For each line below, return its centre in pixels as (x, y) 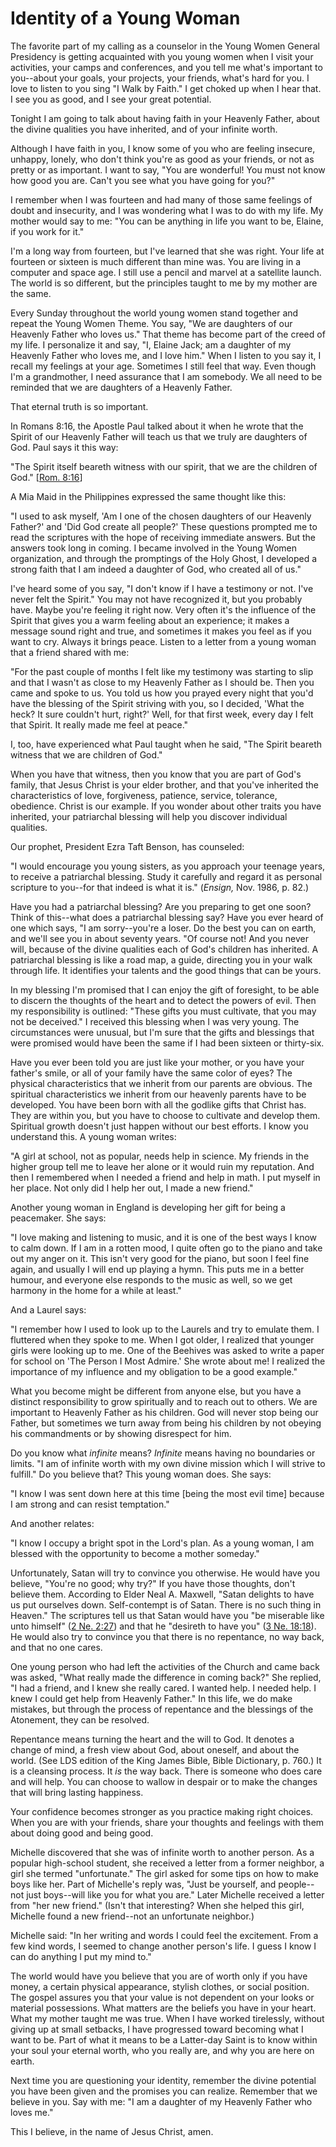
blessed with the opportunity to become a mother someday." (135, 1553)
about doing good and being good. (82, 1833)
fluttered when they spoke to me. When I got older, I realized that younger (162, 1339)
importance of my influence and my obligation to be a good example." (154, 1371)
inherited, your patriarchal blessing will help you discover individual (149, 816)
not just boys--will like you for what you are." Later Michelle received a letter (167, 1894)
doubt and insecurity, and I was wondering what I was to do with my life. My (167, 210)
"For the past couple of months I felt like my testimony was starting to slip (162, 671)
